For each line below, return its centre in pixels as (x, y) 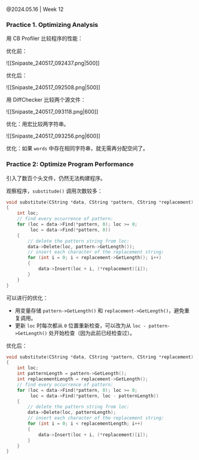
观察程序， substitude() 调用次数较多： (54, 191)
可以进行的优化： (27, 298)
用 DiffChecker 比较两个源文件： (46, 100)
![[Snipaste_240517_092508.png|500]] (53, 87)
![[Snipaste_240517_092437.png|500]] (53, 63)
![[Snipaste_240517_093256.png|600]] (53, 136)
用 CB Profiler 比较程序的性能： (45, 38)
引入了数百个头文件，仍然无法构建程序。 (56, 178)
